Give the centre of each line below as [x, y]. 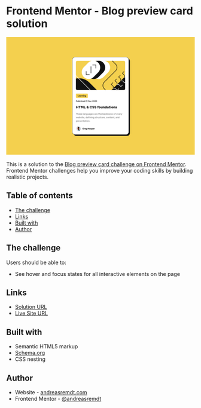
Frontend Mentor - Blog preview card [100, 11]
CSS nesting [30, 359]
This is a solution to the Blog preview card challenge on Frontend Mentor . [96, 164]
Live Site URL [31, 313]
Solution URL [31, 307]
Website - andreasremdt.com [51, 392]
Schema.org [30, 353]
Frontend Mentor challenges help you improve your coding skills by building [100, 170]
